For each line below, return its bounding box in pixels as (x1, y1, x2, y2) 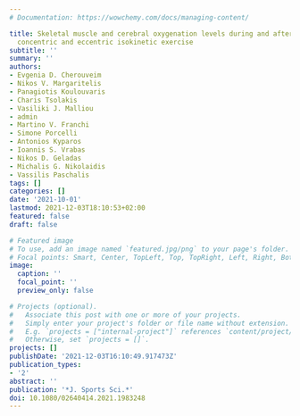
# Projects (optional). (9, 302, 98, 311)
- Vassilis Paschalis (9, 171, 90, 179)
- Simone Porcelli (9, 129, 78, 138)
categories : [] (9, 187, 66, 196)
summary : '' (9, 54, 54, 63)
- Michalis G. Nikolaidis (9, 162, 105, 171)
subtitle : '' (9, 46, 58, 54)
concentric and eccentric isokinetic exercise (17, 37, 194, 46)
